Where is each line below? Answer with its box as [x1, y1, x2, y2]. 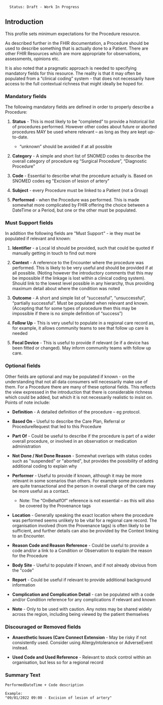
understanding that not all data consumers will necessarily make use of [5, 378, 148, 385]
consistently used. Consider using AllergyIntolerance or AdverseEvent [12, 640, 153, 646]
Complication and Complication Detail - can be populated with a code [12, 591, 155, 597]
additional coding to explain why [12, 463, 77, 469]
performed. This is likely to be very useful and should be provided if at [12, 265, 153, 271]
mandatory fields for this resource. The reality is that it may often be [5, 70, 142, 76]
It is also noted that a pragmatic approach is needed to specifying [5, 65, 137, 71]
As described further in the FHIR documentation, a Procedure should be [5, 40, 149, 46]
